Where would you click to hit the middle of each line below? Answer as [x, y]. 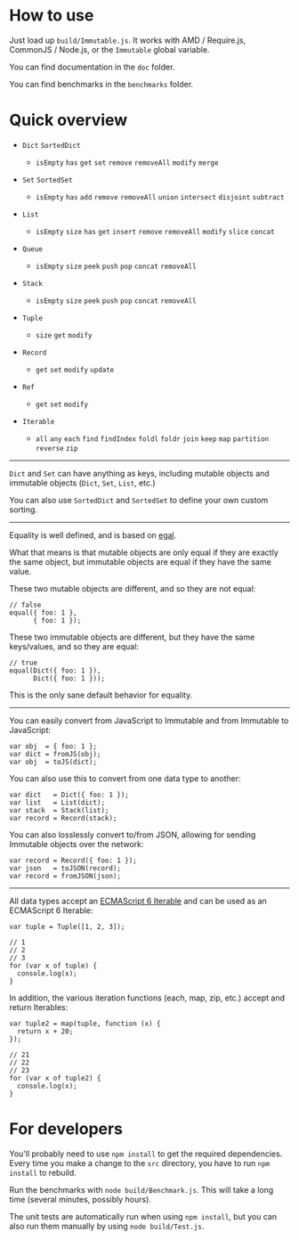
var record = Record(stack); [63, 818]
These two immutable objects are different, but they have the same [132, 637]
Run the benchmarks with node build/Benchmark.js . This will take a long [141, 1189]
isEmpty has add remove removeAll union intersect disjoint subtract [160, 197]
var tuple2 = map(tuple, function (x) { [85, 1024]
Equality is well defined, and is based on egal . [93, 534]
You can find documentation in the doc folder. [92, 67]
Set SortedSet [47, 180]
